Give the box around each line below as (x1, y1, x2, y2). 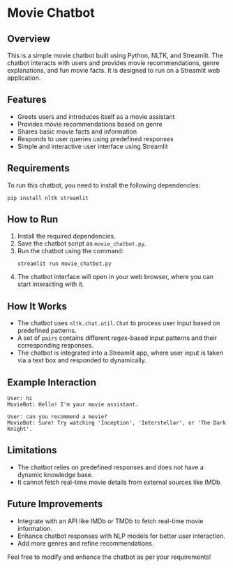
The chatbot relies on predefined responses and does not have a (17, 463, 204, 471)
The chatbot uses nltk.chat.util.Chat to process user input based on (17, 319, 220, 327)
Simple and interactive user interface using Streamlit (17, 142, 169, 150)
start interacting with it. (17, 280, 84, 288)
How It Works (7, 300, 68, 312)
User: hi (7, 395, 33, 402)
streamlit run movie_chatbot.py (17, 260, 112, 267)
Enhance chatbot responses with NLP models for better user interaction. (17, 532, 225, 540)
